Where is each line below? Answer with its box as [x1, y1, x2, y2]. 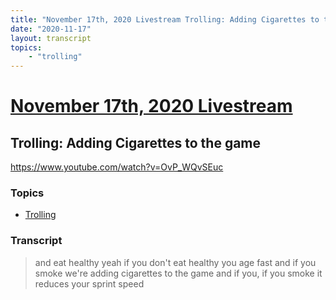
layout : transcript [10, 33, 92, 43]
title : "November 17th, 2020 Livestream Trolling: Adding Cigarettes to [10, 14, 320, 25]
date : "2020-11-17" [10, 24, 92, 34]
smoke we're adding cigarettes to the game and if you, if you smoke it [34, 267, 323, 279]
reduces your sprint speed [34, 277, 145, 290]
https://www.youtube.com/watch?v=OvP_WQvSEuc [10, 161, 224, 173]
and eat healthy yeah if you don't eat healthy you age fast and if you [34, 256, 317, 268]
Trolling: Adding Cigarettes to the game [10, 134, 262, 151]
